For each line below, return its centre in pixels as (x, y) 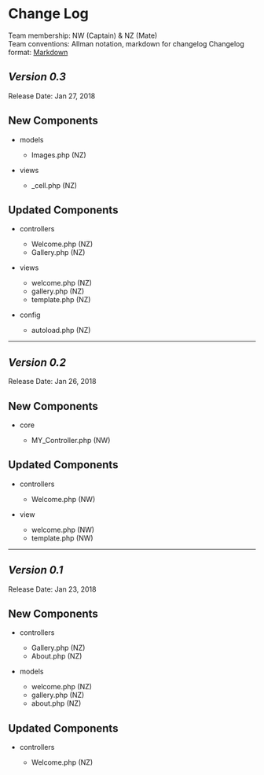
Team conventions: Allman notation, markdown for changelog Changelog (126, 43)
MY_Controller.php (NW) (71, 440)
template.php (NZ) (61, 300)
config (30, 315)
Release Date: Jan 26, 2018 (52, 382)
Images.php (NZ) (59, 155)
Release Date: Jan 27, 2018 (52, 96)
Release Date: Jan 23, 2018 (52, 589)
